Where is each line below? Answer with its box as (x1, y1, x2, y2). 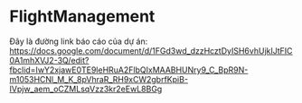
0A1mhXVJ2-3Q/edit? (9, 55, 90, 65)
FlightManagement (9, 6, 156, 27)
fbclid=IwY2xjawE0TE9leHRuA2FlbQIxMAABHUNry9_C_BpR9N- (9, 64, 249, 75)
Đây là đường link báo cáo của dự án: (9, 36, 148, 47)
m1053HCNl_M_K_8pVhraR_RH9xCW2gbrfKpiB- (9, 73, 188, 84)
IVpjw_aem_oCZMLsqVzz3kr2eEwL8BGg (9, 83, 163, 94)
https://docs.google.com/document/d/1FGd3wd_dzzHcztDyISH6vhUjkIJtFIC (9, 45, 293, 56)
